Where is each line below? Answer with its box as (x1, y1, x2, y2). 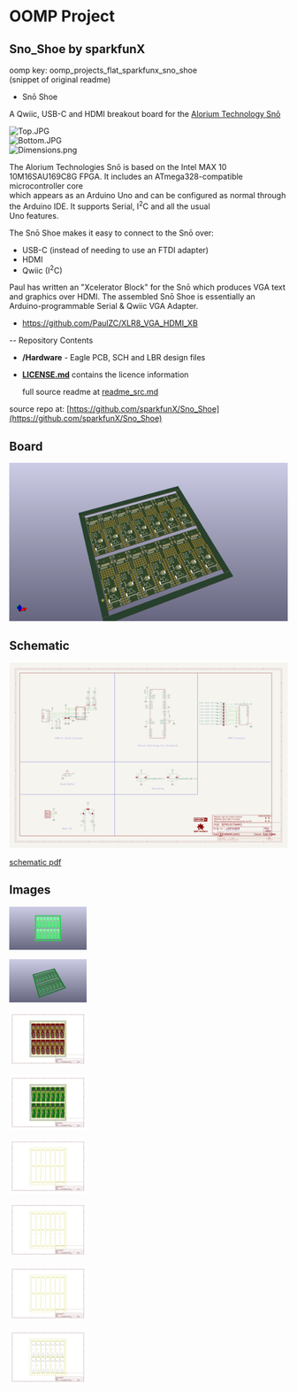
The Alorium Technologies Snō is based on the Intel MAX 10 (9, 162, 227, 172)
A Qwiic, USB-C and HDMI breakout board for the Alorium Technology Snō (9, 109, 281, 119)
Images (9, 883, 51, 898)
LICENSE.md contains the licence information (21, 369, 189, 380)
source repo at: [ (9, 404, 70, 414)
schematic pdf (9, 856, 62, 867)
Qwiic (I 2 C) (21, 263, 63, 275)
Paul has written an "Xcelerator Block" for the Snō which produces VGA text (9, 282, 286, 293)
